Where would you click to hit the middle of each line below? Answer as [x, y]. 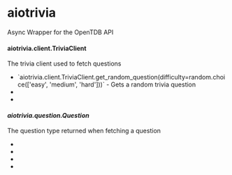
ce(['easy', [32, 84]
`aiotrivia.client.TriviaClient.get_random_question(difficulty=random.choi [121, 77]
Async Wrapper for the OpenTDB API [60, 32]
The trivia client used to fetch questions [64, 63]
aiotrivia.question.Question [48, 115]
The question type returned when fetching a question [84, 131]
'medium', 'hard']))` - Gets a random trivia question [123, 84]
